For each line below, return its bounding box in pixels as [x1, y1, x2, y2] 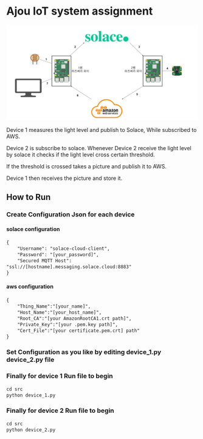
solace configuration [6, 225, 60, 232]
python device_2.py [6, 427, 56, 433]
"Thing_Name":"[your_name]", [17, 303, 91, 309]
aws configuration [6, 283, 53, 290]
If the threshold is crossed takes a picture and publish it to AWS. [6, 162, 167, 170]
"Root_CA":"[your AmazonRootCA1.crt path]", [17, 315, 132, 322]
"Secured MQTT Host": [17, 258, 72, 264]
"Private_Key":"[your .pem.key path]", [17, 321, 119, 328]
